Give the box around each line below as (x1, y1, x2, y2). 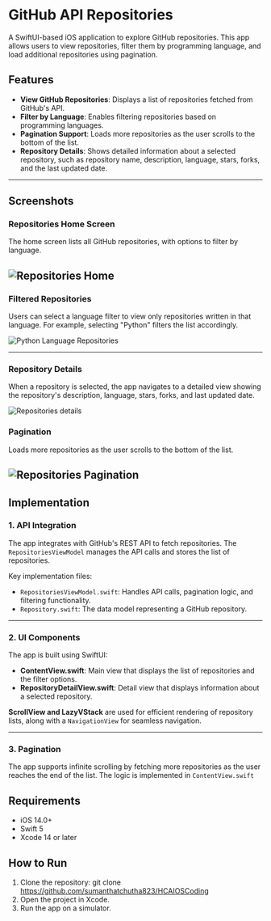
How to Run (8, 856, 68, 870)
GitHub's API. (19, 103, 65, 112)
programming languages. (19, 120, 104, 130)
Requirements (8, 794, 81, 808)
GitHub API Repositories (8, 6, 173, 24)
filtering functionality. (19, 595, 91, 605)
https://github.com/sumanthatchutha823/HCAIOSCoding (19, 886, 210, 896)
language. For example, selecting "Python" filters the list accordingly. (8, 320, 239, 330)
